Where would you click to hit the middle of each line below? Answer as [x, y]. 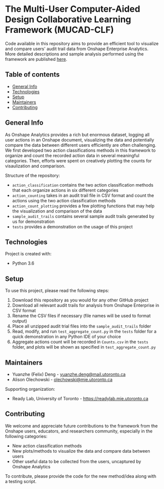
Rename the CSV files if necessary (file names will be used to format [81, 316]
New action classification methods [47, 446]
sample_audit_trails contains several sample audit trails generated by [83, 216]
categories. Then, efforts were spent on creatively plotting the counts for [78, 161]
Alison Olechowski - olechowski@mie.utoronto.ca [62, 380]
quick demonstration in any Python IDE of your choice [67, 337]
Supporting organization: [30, 389]
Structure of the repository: [33, 175]
